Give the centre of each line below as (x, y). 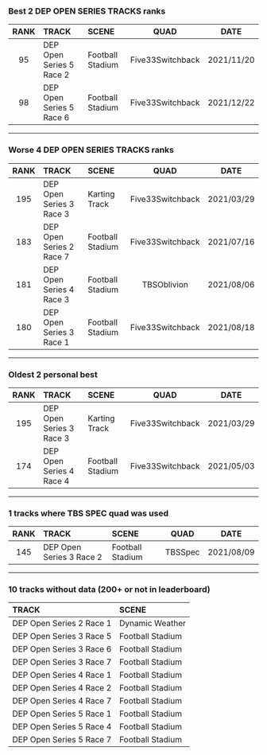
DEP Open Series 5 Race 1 (62, 714)
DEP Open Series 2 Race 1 (62, 624)
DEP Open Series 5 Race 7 (62, 740)
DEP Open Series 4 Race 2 (62, 688)
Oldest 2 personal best (53, 374)
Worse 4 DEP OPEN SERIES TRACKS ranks (91, 150)
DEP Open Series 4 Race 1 (62, 675)
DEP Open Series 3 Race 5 (62, 636)
